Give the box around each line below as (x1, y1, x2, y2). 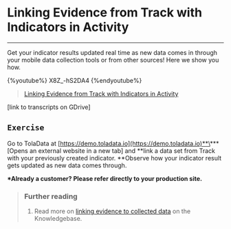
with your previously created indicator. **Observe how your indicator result (7, 154, 222, 162)
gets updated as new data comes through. (7, 161, 127, 169)
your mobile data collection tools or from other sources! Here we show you (7, 56, 219, 64)
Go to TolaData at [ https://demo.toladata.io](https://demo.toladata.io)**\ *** (7, 139, 219, 147)
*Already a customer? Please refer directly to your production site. (7, 174, 203, 182)
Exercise (7, 123, 45, 133)
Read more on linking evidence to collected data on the (34, 207, 191, 215)
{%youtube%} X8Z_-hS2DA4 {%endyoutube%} (7, 76, 142, 84)
